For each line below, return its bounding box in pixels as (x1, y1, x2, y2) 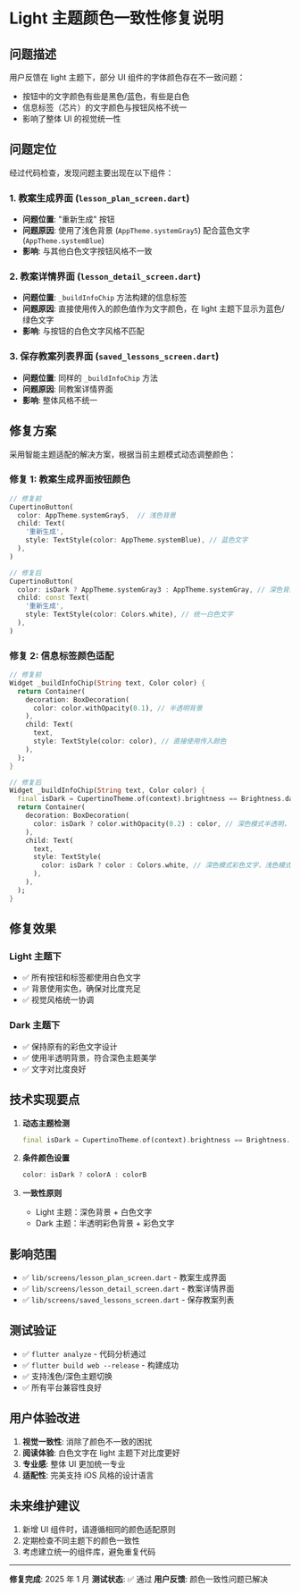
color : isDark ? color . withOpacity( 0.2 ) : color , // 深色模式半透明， (32, 819, 291, 828)
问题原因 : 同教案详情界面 (21, 383, 113, 394)
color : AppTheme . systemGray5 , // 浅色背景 (17, 510, 177, 519)
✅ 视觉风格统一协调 (21, 994, 95, 1006)
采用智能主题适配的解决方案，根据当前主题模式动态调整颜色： (9, 449, 237, 459)
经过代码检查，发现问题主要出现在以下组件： (9, 167, 174, 178)
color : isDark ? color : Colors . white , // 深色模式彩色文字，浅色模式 (41, 861, 292, 870)
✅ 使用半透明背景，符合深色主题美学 (21, 1052, 157, 1063)
